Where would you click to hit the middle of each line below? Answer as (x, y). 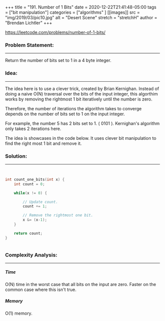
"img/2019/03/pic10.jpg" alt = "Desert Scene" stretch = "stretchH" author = (81, 17)
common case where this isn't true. (41, 289)
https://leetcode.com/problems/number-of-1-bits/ (55, 32)
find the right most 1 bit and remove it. (43, 143)
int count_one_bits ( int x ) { (35, 179)
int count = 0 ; (29, 184)
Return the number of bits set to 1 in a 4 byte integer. (58, 61)
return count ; (28, 233)
